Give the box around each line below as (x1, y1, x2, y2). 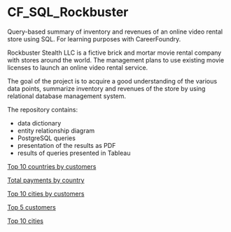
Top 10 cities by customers (7, 189, 85, 198)
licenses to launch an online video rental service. (7, 63, 148, 71)
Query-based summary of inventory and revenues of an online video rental (7, 27, 223, 36)
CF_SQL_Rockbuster (7, 4, 129, 20)
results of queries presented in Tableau (17, 149, 131, 157)
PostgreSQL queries (17, 134, 76, 142)
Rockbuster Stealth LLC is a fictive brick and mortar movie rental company (7, 48, 222, 57)
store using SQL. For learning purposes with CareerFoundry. (7, 34, 181, 43)
